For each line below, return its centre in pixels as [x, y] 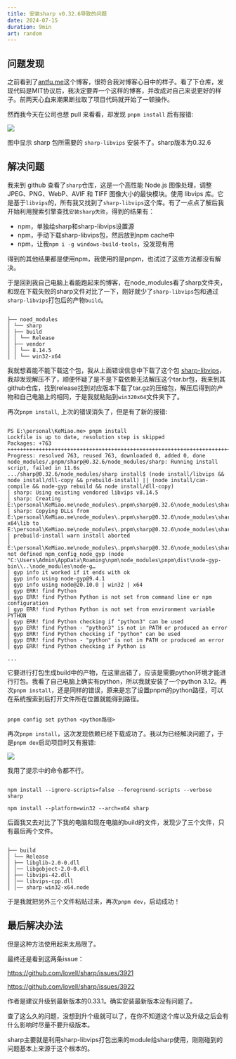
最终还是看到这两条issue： [46, 959]
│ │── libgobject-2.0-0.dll [48, 869]
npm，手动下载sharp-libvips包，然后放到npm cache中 [96, 235]
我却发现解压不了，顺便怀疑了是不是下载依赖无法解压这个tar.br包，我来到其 [117, 379]
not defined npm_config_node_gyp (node [66, 554]
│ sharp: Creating [34, 499]
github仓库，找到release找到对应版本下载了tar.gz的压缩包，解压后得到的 [112, 388]
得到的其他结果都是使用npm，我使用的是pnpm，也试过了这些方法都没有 [111, 259]
